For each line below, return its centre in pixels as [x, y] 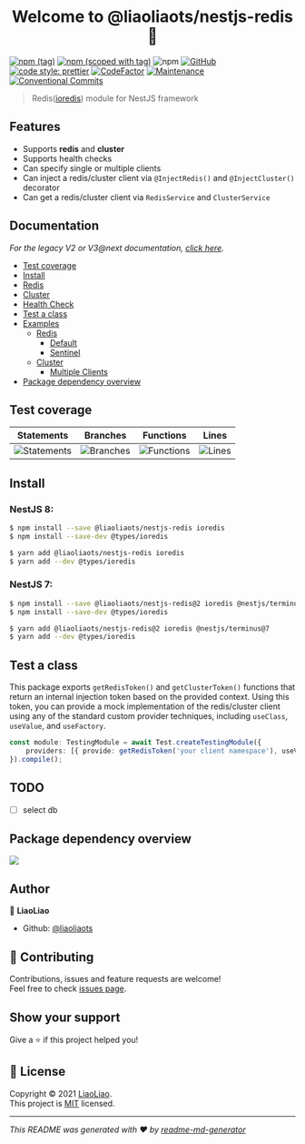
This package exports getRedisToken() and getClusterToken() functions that [152, 687]
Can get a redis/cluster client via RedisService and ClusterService [146, 197]
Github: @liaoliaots [58, 928]
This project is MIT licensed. [62, 1103]
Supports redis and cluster [74, 148]
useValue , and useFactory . [58, 726]
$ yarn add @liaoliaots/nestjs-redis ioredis [97, 552]
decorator [41, 187]
